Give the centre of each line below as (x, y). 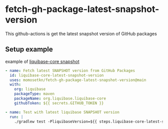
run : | (16, 117)
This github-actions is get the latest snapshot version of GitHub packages (81, 33)
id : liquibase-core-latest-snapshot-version (57, 75)
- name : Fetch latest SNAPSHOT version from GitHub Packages (70, 70)
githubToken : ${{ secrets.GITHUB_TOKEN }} (59, 103)
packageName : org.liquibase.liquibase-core (60, 98)
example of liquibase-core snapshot (42, 61)
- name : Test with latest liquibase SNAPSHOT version (62, 112)
